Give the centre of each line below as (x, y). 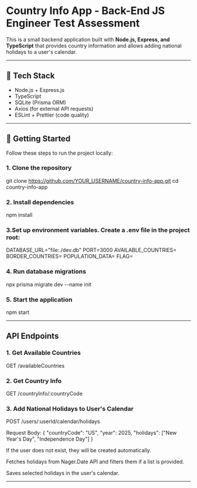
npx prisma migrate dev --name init (49, 284)
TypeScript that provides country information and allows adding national (94, 46)
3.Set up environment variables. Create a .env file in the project (98, 230)
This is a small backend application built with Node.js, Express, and (88, 39)
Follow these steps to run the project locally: (60, 153)
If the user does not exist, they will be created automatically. (79, 451)
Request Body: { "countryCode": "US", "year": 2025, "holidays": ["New (91, 433)
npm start (18, 312)
